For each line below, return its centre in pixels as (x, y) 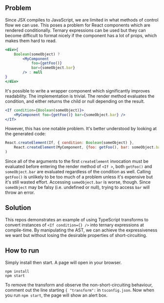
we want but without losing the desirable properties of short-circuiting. (76, 235)
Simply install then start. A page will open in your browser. (63, 262)
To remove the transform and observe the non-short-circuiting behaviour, (79, 285)
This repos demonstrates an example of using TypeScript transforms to (77, 219)
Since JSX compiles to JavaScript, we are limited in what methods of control (82, 20)
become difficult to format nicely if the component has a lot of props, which (81, 35)
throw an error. (20, 192)
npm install (17, 271)
